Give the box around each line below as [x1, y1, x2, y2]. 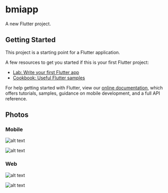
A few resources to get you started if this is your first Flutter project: [5, 59, 149, 65]
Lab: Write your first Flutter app [12, 69, 80, 75]
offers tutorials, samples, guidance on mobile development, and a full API [5, 90, 160, 96]
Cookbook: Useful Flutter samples [12, 75, 85, 81]
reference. [5, 95, 27, 101]
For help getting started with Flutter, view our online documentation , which [5, 84, 163, 91]
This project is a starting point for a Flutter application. [5, 49, 120, 55]
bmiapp [5, 4, 39, 15]
